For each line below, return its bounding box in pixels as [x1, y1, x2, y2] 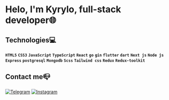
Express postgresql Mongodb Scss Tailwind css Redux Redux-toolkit [5, 58, 145, 63]
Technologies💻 [5, 36, 57, 44]
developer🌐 [5, 14, 57, 26]
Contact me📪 [5, 72, 50, 81]
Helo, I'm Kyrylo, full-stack [5, 4, 121, 15]
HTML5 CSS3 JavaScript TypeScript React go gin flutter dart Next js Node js [5, 53, 164, 58]
